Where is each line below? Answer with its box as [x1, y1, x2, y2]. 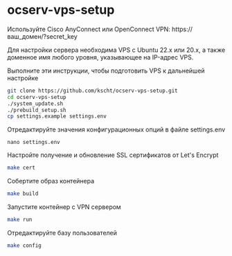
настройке [7, 73, 39, 82]
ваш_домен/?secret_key [7, 32, 78, 40]
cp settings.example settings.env [7, 113, 107, 120]
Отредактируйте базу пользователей [7, 228, 118, 237]
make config [7, 241, 42, 249]
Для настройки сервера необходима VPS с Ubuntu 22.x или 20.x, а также [7, 46, 226, 54]
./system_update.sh [7, 100, 64, 107]
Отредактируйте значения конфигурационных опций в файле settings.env [7, 125, 226, 134]
